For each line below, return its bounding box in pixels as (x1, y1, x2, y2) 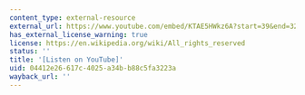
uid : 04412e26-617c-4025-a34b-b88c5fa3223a (9, 64, 177, 73)
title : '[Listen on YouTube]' (9, 55, 124, 64)
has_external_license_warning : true (9, 30, 148, 39)
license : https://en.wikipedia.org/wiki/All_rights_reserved (9, 38, 246, 48)
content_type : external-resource (9, 13, 136, 23)
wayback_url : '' (9, 72, 71, 81)
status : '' (9, 47, 51, 56)
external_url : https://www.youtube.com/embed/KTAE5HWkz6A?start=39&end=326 (9, 22, 302, 31)
